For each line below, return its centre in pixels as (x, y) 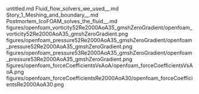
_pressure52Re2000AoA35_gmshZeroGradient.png (69, 46)
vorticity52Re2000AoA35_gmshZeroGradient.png (67, 34)
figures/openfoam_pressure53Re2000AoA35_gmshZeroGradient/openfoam (99, 53)
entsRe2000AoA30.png (35, 84)
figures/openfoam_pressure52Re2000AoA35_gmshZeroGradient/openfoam (99, 40)
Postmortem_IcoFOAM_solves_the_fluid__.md (62, 21)
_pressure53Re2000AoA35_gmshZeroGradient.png (69, 59)
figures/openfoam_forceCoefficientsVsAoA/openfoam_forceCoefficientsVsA (99, 65)
